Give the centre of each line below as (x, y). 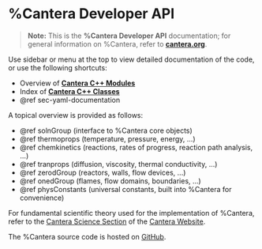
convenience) (42, 198)
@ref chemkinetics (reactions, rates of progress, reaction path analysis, (136, 147)
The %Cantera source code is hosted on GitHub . (87, 236)
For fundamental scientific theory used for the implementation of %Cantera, (131, 213)
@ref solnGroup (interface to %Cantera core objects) (106, 130)
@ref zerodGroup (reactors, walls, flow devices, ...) (103, 172)
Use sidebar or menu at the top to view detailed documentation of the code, (131, 59)
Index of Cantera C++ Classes (69, 91)
